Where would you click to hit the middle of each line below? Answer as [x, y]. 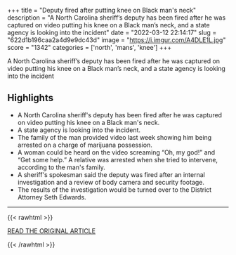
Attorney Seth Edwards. [52, 197]
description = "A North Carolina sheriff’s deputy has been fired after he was [117, 18]
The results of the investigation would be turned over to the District [114, 190]
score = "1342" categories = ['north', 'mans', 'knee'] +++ [90, 47]
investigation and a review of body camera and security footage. [111, 182]
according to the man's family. [61, 167]
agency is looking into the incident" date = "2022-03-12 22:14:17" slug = [112, 32]
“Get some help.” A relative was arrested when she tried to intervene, [118, 159]
